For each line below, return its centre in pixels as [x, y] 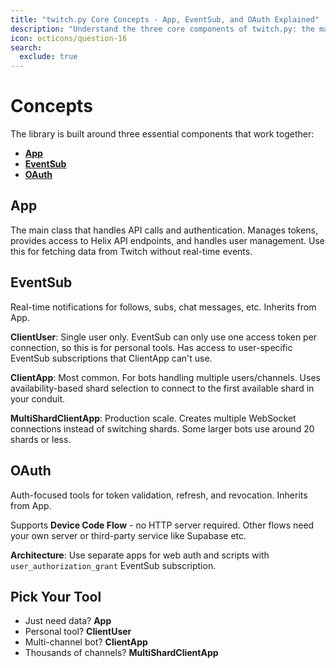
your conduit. [37, 398]
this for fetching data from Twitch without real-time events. [131, 251]
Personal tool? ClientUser [78, 632]
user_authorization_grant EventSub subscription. [113, 565]
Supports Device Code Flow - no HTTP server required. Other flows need [162, 525]
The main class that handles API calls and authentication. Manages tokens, [164, 230]
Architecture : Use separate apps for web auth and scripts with [140, 555]
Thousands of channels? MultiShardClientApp [121, 653]
